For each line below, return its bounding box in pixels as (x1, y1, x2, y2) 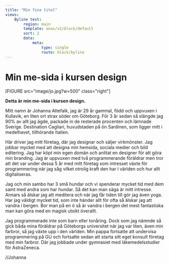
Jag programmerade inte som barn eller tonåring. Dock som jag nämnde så (5, 218, 161, 224)
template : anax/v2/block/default (23, 26, 94, 31)
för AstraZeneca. (5, 245, 40, 251)
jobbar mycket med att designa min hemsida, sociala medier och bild (5, 145, 148, 151)
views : (5, 12, 19, 17)
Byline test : (14, 17, 42, 22)
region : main (23, 21, 51, 27)
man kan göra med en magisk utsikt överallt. (5, 208, 97, 214)
